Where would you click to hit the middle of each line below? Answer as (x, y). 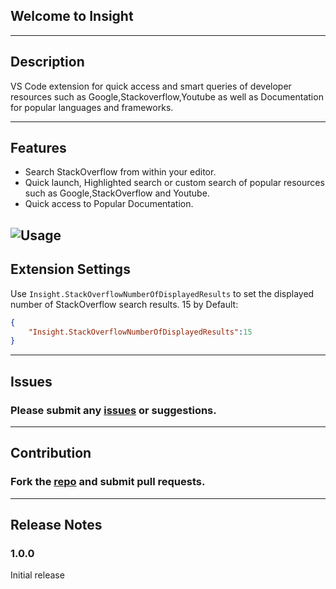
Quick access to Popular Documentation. (109, 204)
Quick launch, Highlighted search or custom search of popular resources (174, 183)
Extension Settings (70, 269)
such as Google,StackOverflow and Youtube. (117, 193)
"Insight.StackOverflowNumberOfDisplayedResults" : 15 (140, 332)
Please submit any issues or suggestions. (113, 410)
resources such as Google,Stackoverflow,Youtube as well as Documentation (167, 96)
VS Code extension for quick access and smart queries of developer (151, 86)
